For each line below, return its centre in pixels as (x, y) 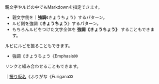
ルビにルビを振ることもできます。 (39, 46)
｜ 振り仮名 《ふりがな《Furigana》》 (39, 77)
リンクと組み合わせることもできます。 (43, 66)
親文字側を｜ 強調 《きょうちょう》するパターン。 (60, 17)
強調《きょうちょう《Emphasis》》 (45, 56)
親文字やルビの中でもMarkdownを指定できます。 (54, 7)
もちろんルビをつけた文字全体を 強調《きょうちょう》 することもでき (81, 29)
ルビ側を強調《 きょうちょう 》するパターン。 (56, 23)
